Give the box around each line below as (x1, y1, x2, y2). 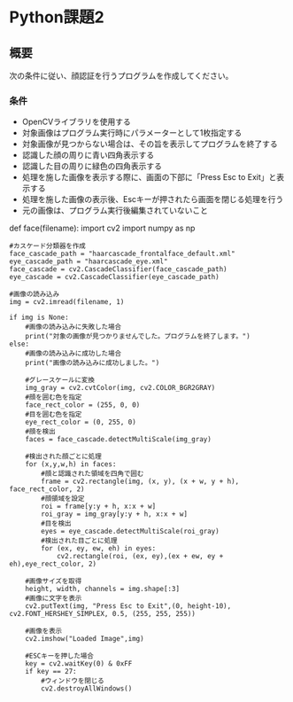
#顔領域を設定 (41, 495, 85, 503)
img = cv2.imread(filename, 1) (9, 298, 125, 307)
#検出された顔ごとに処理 (25, 452, 102, 461)
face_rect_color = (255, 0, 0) (25, 401, 141, 409)
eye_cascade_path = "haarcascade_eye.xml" (9, 257, 168, 266)
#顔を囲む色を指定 (25, 393, 82, 402)
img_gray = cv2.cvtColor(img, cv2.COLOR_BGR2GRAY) (25, 384, 216, 393)
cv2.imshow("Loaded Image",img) (25, 635, 144, 643)
